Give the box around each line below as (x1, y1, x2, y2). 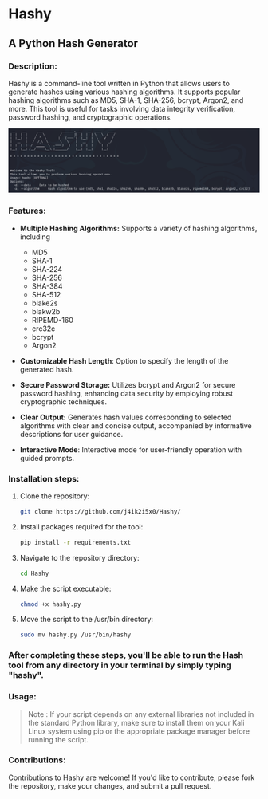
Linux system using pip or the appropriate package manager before (27, 726, 250, 736)
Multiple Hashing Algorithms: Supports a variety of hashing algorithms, (19, 223, 258, 233)
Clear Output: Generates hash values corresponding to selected (19, 412, 232, 422)
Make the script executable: (19, 584, 112, 593)
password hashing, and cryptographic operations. (8, 112, 173, 122)
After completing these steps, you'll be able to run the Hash (8, 650, 244, 661)
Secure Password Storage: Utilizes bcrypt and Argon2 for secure (19, 380, 236, 389)
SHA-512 (31, 289, 61, 299)
